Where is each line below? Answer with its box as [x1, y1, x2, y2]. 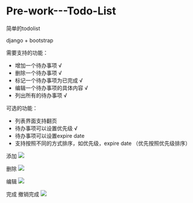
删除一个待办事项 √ [14, 69, 62, 76]
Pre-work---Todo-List [6, 4, 117, 18]
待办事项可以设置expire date [14, 132, 85, 139]
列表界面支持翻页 [14, 117, 57, 124]
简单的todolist [6, 25, 41, 32]
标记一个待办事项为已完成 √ [14, 77, 83, 84]
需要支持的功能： [6, 49, 48, 56]
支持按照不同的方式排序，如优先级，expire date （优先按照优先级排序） [14, 140, 191, 147]
